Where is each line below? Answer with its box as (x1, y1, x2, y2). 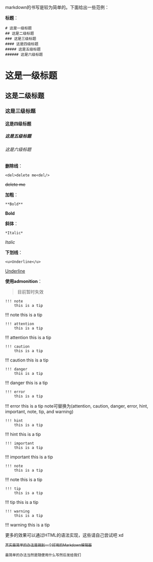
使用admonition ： (5, 278, 43, 284)
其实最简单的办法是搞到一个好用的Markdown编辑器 (5, 543, 92, 548)
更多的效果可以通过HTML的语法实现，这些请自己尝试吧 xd (5, 532, 124, 538)
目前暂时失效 (17, 288, 44, 294)
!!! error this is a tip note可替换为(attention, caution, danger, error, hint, (5, 403, 149, 409)
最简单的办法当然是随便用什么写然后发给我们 (5, 553, 81, 558)
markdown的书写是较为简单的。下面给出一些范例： (5, 4, 109, 10)
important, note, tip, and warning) (5, 409, 74, 415)
